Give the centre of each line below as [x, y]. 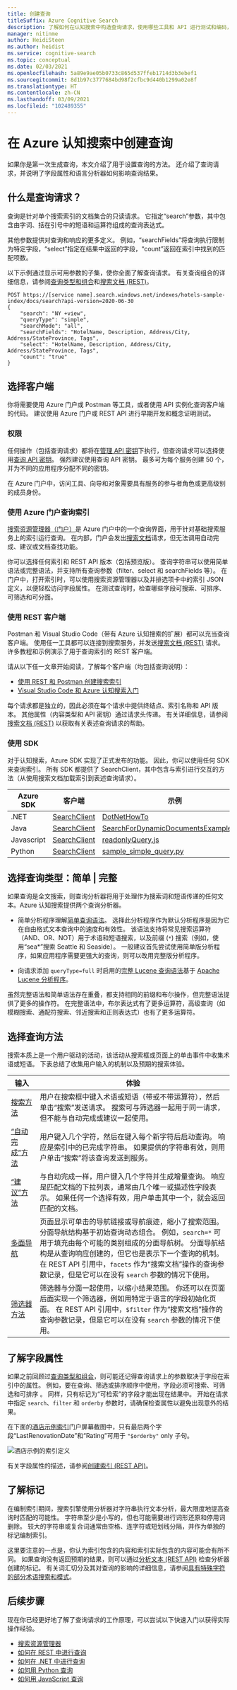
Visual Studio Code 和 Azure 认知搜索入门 [78, 690]
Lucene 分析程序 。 [45, 980]
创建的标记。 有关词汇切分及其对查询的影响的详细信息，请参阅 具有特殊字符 [116, 1568]
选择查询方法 [35, 1037]
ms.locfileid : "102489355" [47, 106]
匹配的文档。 [61, 1209]
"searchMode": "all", [51, 326]
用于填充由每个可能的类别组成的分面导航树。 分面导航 [129, 1243]
